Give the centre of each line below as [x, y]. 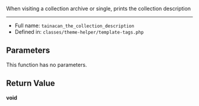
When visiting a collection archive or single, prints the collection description [99, 9]
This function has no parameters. [46, 65]
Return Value [31, 83]
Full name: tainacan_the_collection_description [74, 25]
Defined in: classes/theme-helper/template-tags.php [79, 32]
